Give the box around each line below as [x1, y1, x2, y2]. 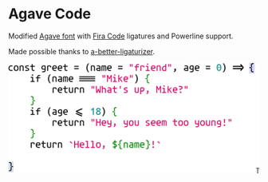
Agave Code [8, 5, 92, 23]
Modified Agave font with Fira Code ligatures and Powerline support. [8, 31, 234, 41]
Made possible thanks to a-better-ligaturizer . [8, 46, 156, 56]
